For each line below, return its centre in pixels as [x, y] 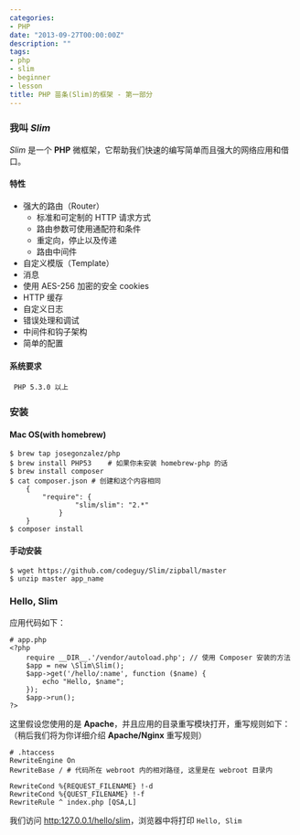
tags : [20, 52]
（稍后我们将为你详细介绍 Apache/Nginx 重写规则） [108, 735]
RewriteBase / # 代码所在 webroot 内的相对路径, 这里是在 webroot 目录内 [141, 770]
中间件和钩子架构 [55, 332]
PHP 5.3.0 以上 [41, 388]
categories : [32, 18]
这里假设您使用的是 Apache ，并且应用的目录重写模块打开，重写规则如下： [150, 723]
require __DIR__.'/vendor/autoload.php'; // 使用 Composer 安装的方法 [158, 658]
